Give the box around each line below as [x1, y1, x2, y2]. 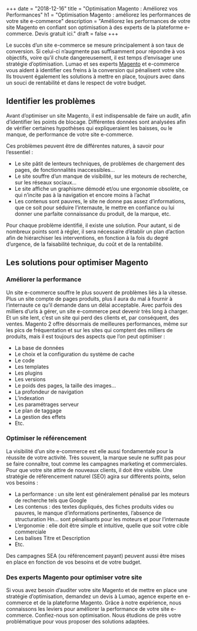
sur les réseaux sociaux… [14, 178, 77, 186]
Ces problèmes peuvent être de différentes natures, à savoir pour [6, 142, 165, 149]
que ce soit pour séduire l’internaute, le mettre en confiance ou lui [14, 204, 175, 211]
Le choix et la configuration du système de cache [14, 350, 135, 357]
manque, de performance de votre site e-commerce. [6, 131, 134, 138]
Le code [14, 357, 35, 364]
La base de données [14, 344, 65, 351]
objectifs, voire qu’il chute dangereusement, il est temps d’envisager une [6, 54, 182, 61]
